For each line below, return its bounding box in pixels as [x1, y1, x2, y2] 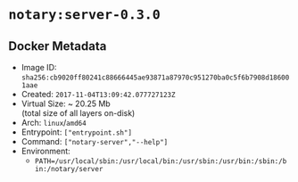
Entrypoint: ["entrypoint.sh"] [21, 127, 133, 137]
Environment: [21, 145, 70, 156]
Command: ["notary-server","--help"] [21, 136, 169, 146]
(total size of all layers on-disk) [21, 108, 136, 118]
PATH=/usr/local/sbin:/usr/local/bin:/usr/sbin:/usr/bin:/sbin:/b [34, 157, 287, 166]
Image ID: [21, 62, 57, 72]
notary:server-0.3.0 [8, 6, 161, 23]
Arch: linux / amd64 [21, 118, 87, 128]
